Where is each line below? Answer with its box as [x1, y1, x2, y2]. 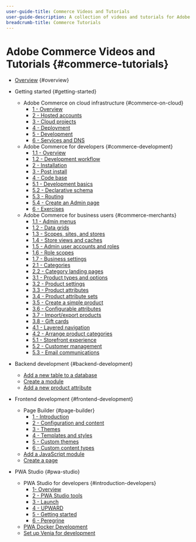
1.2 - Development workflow [32, 156, 101, 163]
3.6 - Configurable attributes [32, 305, 102, 312]
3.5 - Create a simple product [32, 299, 104, 306]
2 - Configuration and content [32, 419, 104, 426]
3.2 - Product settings [32, 280, 85, 288]
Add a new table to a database [23, 372, 97, 379]
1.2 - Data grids [32, 224, 69, 231]
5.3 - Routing [32, 193, 64, 200]
